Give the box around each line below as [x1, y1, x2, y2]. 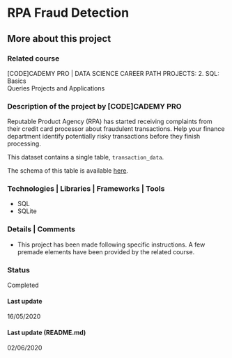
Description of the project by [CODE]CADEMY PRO [7, 101, 183, 111]
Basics [7, 77, 26, 85]
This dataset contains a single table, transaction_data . [7, 153, 164, 162]
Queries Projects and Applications [7, 84, 105, 92]
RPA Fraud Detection [7, 5, 130, 21]
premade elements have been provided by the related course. [17, 247, 195, 256]
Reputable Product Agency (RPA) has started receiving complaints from [7, 117, 212, 126]
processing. [7, 139, 42, 148]
